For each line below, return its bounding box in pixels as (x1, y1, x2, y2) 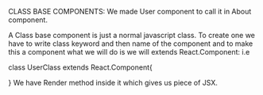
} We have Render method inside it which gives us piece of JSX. (8, 78, 219, 87)
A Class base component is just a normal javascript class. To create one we (8, 31, 256, 40)
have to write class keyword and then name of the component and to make (8, 39, 253, 48)
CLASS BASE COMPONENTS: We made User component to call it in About (8, 7, 252, 16)
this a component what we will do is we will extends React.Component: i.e (8, 47, 250, 56)
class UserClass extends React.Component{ (8, 63, 153, 72)
